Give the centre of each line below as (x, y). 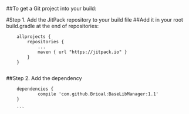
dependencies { (35, 89)
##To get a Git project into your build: (51, 8)
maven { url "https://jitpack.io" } (82, 52)
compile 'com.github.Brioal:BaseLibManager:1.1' (98, 94)
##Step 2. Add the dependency (44, 78)
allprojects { (34, 37)
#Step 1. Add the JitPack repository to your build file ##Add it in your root (95, 20)
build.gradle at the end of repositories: (52, 26)
